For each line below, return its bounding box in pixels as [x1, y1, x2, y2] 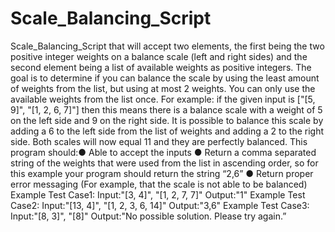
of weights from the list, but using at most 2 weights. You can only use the [10, 82, 316, 94]
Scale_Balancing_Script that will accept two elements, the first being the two [10, 40, 325, 52]
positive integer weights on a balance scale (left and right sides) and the [10, 50, 308, 62]
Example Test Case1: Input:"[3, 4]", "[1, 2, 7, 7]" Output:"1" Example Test [10, 188, 306, 201]
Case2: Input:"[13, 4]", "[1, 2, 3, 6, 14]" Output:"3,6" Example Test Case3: [10, 199, 310, 211]
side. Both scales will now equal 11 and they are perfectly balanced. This [10, 135, 308, 147]
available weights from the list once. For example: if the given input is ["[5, [10, 93, 316, 105]
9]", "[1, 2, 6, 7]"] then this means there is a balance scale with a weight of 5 [10, 103, 323, 116]
